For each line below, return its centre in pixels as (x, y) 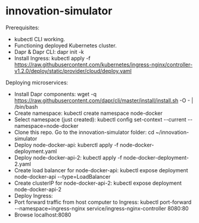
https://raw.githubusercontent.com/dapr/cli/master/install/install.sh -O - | (104, 100)
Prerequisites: (23, 28)
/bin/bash (26, 106)
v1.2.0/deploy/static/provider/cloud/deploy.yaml (73, 71)
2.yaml (22, 164)
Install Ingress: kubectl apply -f (52, 58)
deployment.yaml (35, 151)
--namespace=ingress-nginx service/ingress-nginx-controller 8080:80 (101, 208)
